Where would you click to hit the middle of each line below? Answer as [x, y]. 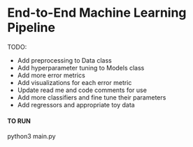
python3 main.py [31, 137]
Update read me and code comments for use [82, 90]
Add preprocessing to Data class [64, 60]
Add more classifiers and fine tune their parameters [92, 97]
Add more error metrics [51, 75]
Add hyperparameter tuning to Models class [81, 68]
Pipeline [31, 28]
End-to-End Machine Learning [97, 13]
